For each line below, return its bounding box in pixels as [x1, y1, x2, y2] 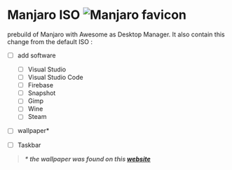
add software [17, 51, 56, 59]
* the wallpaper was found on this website [24, 155, 151, 163]
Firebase [27, 81, 54, 90]
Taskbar [17, 141, 41, 149]
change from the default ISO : [7, 37, 93, 45]
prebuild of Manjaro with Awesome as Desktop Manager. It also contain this [7, 30, 226, 38]
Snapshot [27, 89, 56, 97]
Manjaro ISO [7, 7, 81, 23]
